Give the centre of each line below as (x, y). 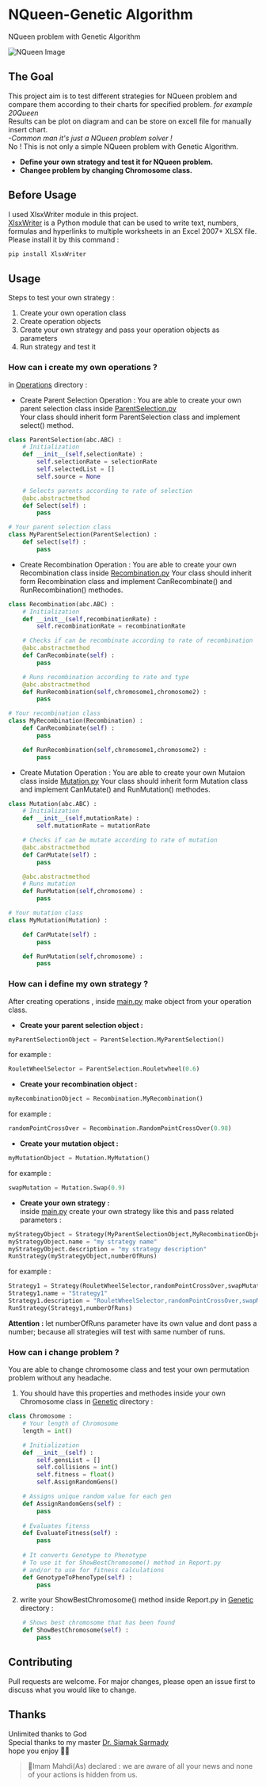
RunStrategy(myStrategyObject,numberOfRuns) (83, 1256)
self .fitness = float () (76, 1475)
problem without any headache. (60, 1378)
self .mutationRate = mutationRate (93, 826)
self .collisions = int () (78, 1468)
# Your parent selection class (60, 527)
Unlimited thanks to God (47, 1734)
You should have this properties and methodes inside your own (122, 1393)
